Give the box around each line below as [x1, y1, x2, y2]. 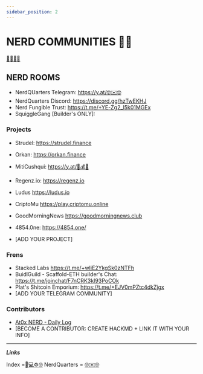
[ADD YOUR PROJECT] [14, 235, 73, 242]
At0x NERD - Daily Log [14, 318, 72, 326]
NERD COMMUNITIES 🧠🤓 [6, 34, 133, 48]
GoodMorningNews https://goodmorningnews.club [14, 212, 143, 219]
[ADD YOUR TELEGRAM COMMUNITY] [14, 289, 113, 297]
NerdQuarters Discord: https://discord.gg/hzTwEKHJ [14, 97, 147, 105]
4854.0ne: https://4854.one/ [14, 224, 86, 231]
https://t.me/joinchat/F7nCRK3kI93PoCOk [14, 277, 120, 284]
